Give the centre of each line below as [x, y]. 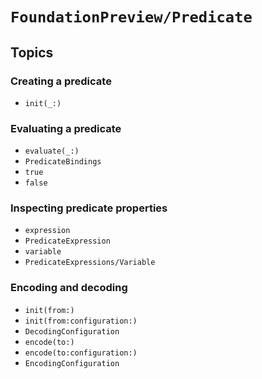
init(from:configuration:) [81, 321]
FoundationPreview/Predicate [131, 17]
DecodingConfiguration [72, 331]
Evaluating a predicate [66, 128]
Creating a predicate [61, 81]
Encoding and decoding [69, 288]
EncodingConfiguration [72, 363]
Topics [32, 52]
